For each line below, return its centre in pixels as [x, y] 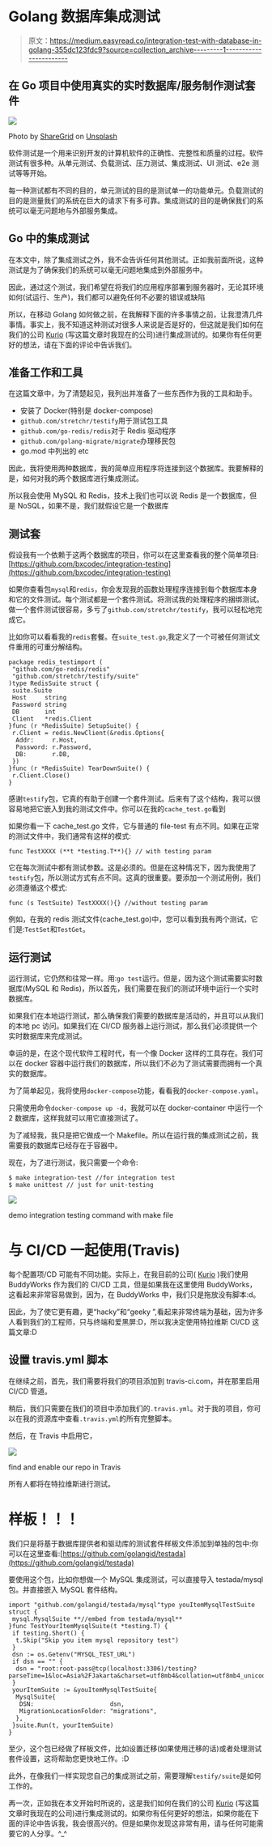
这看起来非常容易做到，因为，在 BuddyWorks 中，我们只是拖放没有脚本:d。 [134, 1294]
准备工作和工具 [46, 372]
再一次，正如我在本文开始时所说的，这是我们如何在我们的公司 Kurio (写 [127, 1803]
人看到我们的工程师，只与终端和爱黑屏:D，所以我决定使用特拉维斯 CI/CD [130, 1321]
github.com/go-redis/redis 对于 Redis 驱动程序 [98, 431]
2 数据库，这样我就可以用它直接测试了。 [76, 1118]
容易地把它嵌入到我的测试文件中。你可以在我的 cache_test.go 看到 [117, 809]
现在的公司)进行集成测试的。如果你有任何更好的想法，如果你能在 [144, 1813]
